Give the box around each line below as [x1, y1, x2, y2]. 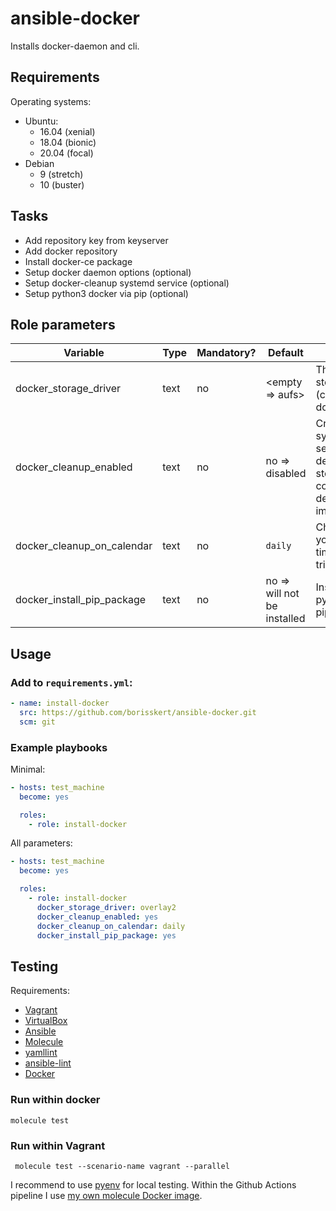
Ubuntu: [24, 115, 59, 127]
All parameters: [10, 837, 73, 849]
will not [265, 587, 300, 601]
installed [265, 612, 306, 626]
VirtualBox [24, 1015, 68, 1027]
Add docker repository [24, 245, 118, 257]
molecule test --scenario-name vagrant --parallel [14, 1161, 230, 1171]
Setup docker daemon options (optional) [24, 266, 192, 278]
